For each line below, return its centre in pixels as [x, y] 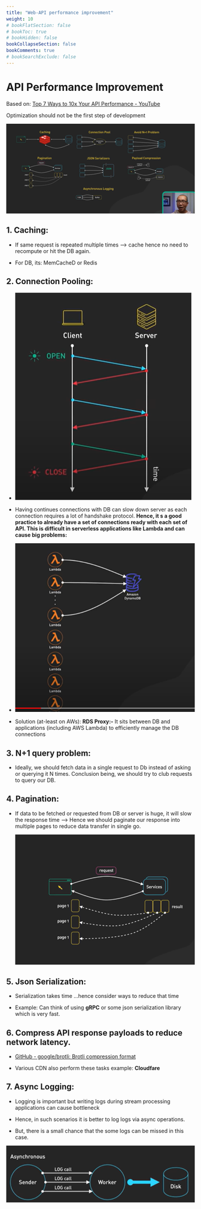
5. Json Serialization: [46, 981]
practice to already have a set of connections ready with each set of [101, 522]
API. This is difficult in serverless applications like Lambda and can [100, 528]
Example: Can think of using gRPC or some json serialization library [98, 1007]
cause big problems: [41, 535]
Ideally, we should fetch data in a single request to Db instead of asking [103, 768]
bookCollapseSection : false [41, 44]
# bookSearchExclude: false [41, 57]
